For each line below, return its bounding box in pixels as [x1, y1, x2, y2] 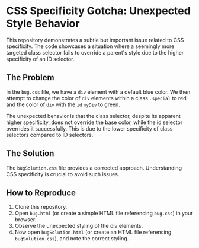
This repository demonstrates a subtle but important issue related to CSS [6, 36, 184, 43]
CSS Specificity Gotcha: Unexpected [6, 4, 191, 18]
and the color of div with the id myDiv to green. [6, 101, 120, 108]
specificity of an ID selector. [6, 55, 75, 62]
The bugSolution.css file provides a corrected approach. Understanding [6, 164, 182, 171]
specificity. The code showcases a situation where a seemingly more [6, 43, 175, 50]
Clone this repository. [14, 204, 68, 211]
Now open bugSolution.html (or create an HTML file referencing [14, 228, 172, 236]
